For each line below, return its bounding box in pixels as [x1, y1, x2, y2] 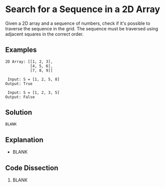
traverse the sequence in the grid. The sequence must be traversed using [5, 25, 158, 31]
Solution [5, 108, 32, 117]
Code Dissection [5, 163, 59, 172]
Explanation [5, 135, 44, 144]
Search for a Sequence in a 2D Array [5, 4, 160, 15]
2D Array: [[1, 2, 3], [5, 59, 53, 64]
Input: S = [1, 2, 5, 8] [7, 77, 60, 82]
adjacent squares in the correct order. [5, 31, 84, 37]
